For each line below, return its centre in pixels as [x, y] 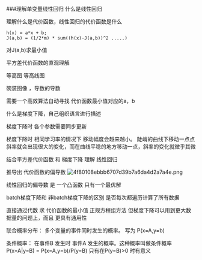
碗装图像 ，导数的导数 [33, 88]
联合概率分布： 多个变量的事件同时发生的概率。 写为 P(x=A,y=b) [86, 230]
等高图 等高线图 [26, 75]
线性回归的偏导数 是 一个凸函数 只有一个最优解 [64, 185]
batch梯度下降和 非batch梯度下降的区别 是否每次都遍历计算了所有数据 [93, 197]
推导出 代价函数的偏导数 [36, 172]
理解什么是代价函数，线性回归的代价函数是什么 [64, 22]
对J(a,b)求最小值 [27, 50]
